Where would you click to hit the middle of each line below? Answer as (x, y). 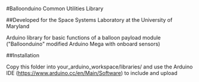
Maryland (18, 26)
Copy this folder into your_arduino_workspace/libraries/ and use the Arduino (99, 67)
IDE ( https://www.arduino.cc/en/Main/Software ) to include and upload (92, 73)
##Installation (23, 55)
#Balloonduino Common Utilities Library (55, 9)
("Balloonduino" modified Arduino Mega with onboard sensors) (83, 44)
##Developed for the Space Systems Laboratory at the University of (89, 20)
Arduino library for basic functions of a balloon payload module (83, 37)
